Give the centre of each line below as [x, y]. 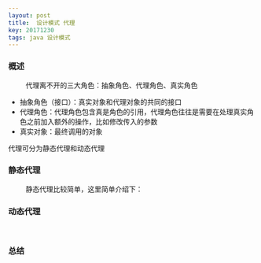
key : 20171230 [31, 30]
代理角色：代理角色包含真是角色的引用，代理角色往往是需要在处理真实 [133, 112]
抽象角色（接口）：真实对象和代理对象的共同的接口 [101, 102]
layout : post [29, 15]
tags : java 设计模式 [39, 37]
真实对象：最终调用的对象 [61, 131]
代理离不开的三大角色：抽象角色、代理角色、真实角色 [112, 85]
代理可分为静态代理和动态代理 [56, 148]
